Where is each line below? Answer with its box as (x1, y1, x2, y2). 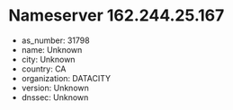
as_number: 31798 (21, 35, 91, 46)
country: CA (21, 63, 67, 74)
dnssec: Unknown (21, 91, 89, 103)
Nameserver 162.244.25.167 (8, 5, 225, 26)
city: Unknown (21, 54, 76, 64)
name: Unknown (21, 44, 83, 55)
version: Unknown (21, 82, 89, 93)
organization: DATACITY (21, 72, 112, 83)
